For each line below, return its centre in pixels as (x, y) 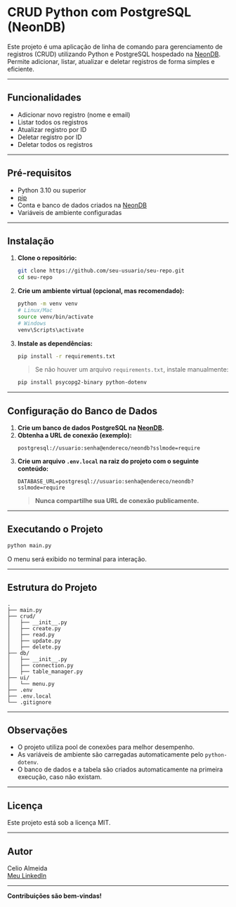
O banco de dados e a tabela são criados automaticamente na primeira (120, 769)
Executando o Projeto (55, 529)
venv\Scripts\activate (51, 330)
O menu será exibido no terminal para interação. (77, 559)
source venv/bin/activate (55, 317)
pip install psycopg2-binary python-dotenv (82, 383)
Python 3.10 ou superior (52, 190)
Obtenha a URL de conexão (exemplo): (74, 436)
